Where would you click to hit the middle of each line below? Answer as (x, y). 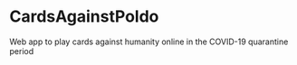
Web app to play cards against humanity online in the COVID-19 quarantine (149, 42)
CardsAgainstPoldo (84, 17)
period (22, 51)
